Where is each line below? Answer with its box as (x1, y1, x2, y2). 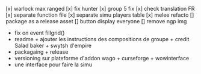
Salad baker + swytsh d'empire (14, 42, 92, 49)
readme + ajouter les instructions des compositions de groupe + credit (14, 36, 190, 42)
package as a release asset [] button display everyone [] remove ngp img (5, 18, 187, 24)
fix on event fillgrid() (14, 29, 65, 36)
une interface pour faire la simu (14, 61, 93, 68)
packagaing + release (14, 48, 69, 55)
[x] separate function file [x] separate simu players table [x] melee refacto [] (5, 11, 194, 18)
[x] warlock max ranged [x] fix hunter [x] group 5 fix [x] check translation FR (5, 5, 195, 12)
